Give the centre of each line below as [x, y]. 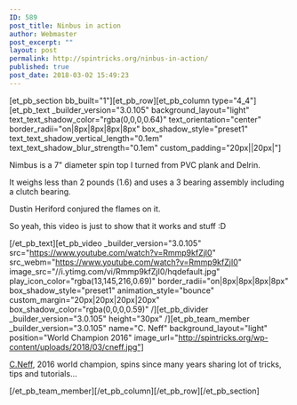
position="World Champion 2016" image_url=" [94, 337]
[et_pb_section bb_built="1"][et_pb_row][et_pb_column [110, 100]
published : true [39, 67]
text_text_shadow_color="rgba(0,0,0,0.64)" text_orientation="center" [136, 119]
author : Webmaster [43, 34]
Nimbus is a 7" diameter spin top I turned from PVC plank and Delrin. [135, 164]
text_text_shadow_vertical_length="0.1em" [86, 138]
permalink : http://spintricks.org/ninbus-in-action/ [109, 59]
